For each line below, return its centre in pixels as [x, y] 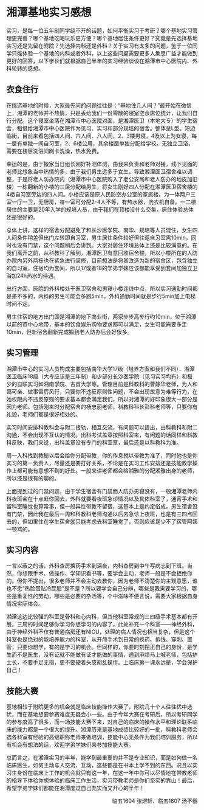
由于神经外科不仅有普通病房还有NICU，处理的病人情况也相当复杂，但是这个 [101, 632]
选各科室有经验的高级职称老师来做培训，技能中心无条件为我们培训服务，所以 [102, 737]
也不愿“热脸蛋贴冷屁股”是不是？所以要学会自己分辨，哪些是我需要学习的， [99, 589]
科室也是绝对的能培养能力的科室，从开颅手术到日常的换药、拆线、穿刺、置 [99, 640]
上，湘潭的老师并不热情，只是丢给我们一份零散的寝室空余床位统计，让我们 [99, 112]
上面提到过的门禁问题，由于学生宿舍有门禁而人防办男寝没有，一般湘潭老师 [99, 491]
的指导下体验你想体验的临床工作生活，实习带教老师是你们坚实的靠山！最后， [102, 781]
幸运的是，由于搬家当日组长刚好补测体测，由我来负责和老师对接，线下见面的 [102, 164]
